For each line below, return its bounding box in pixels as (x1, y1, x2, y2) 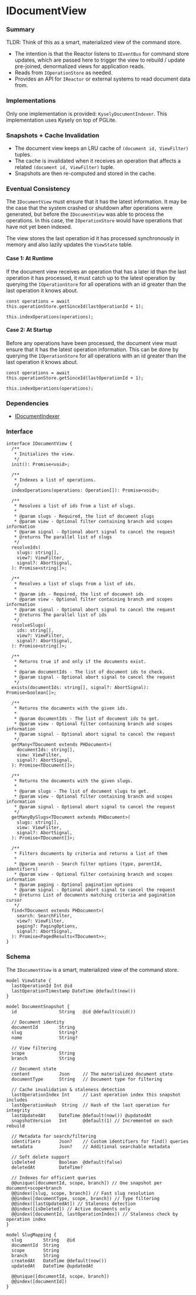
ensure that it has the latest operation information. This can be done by (6, 346, 179, 353)
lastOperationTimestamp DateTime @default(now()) (11, 988, 136, 994)
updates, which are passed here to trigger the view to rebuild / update (14, 56, 185, 63)
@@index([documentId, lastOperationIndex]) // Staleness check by (11, 1211, 178, 1217)
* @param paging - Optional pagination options (14, 882, 133, 888)
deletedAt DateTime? (11, 1164, 83, 1170)
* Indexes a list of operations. (14, 477, 96, 483)
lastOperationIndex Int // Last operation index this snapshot (11, 1092, 181, 1098)
